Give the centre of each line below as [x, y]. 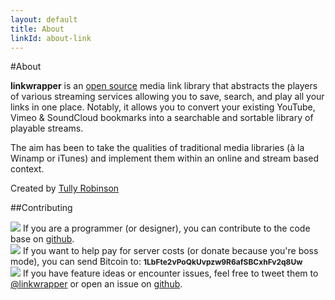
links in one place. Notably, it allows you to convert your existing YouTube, [163, 107]
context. [27, 169]
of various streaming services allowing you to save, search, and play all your [167, 97]
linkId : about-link [51, 38]
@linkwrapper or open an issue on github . [96, 284]
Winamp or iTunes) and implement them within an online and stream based [164, 158]
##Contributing [41, 208]
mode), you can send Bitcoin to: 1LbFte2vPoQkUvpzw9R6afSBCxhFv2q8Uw [156, 262]
